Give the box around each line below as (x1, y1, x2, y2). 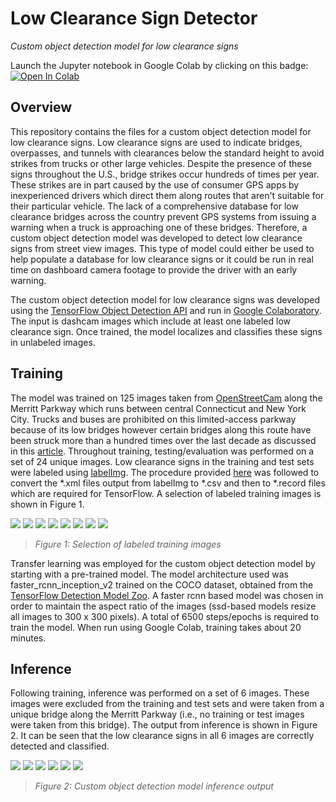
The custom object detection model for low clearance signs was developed (10, 293, 321, 306)
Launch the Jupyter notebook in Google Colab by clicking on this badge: (10, 59, 309, 71)
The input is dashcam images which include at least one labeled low (10, 315, 292, 327)
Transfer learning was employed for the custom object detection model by (10, 557, 316, 569)
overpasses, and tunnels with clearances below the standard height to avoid (10, 147, 325, 159)
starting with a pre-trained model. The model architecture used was (10, 568, 289, 580)
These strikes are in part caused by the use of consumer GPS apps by (10, 178, 300, 191)
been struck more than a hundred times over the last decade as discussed (10, 434, 317, 446)
